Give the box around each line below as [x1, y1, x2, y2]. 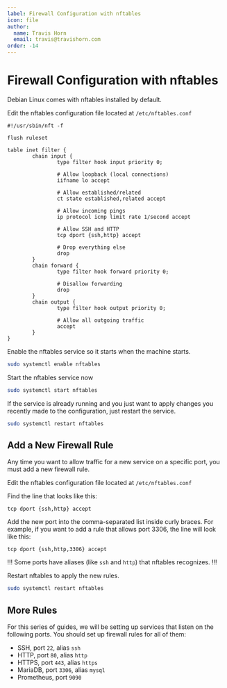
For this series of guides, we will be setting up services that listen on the [7, 623, 214, 631]
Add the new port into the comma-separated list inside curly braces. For [7, 518, 214, 526]
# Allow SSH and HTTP [56, 225, 119, 233]
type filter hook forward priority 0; [56, 268, 169, 275]
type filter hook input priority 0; [56, 158, 163, 165]
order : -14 [7, 42, 39, 49]
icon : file [7, 17, 39, 24]
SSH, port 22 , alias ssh [17, 644, 81, 652]
